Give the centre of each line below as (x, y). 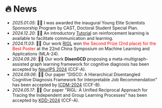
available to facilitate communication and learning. (63, 38)
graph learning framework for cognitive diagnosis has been (90, 64)
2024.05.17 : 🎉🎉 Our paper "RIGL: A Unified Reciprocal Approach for (80, 90)
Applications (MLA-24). (36, 54)
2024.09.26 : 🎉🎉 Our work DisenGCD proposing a (61, 59)
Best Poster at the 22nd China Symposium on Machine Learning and (81, 48)
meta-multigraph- (130, 59)
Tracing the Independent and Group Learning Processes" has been (80, 95)
